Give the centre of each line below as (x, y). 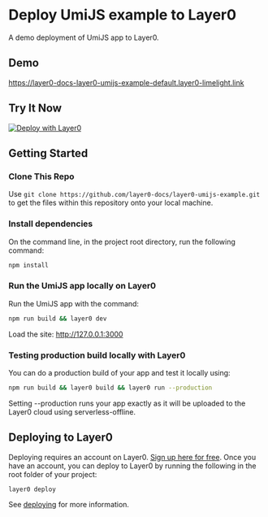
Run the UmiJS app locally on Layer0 (82, 286)
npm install (28, 265)
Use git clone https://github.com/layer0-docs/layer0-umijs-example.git (134, 194)
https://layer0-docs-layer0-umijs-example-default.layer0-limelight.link (126, 82)
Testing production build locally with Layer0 (97, 355)
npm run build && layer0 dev (58, 319)
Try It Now (35, 109)
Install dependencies (51, 224)
